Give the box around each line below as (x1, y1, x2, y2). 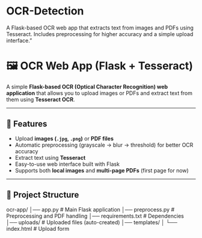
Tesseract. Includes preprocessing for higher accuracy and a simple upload (6, 30, 194, 37)
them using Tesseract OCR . (6, 96, 75, 103)
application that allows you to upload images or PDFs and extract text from (6, 89, 193, 97)
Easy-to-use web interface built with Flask (14, 160, 120, 168)
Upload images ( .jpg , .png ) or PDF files (14, 135, 114, 142)
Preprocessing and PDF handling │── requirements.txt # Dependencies (6, 212, 185, 219)
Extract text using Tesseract (14, 154, 86, 161)
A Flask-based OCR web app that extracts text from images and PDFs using (6, 24, 194, 31)
